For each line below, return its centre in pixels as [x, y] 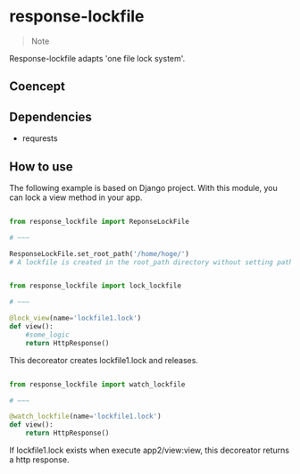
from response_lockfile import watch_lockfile [97, 384]
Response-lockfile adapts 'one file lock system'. [97, 58]
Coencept [37, 87]
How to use [41, 166]
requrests [40, 138]
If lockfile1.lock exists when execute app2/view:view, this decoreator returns [150, 450]
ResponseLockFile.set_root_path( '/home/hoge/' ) [100, 254]
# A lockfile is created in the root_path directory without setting [142, 262]
